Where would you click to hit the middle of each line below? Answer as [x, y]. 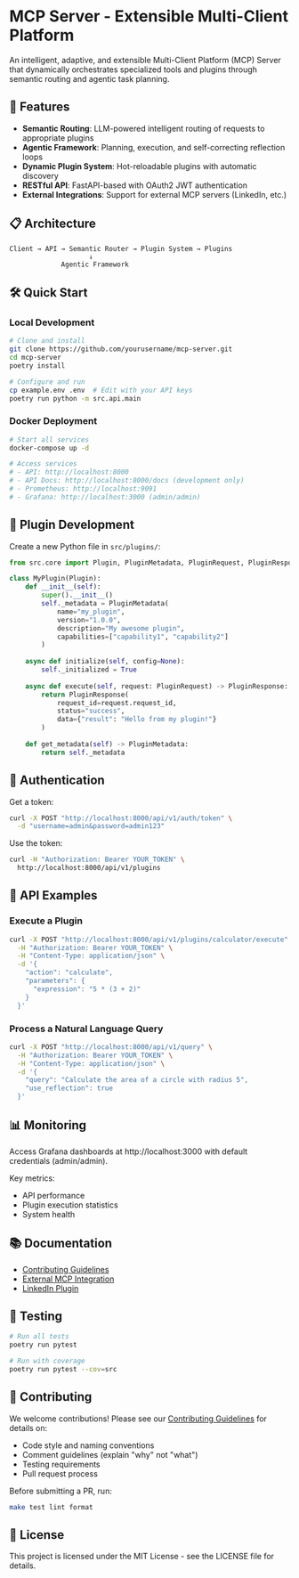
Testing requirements [61, 1464]
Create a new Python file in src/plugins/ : [85, 546]
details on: [28, 1428]
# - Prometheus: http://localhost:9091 [83, 489]
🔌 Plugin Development [72, 525]
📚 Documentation [61, 1244]
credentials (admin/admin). [59, 1160]
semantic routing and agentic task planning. [89, 78]
